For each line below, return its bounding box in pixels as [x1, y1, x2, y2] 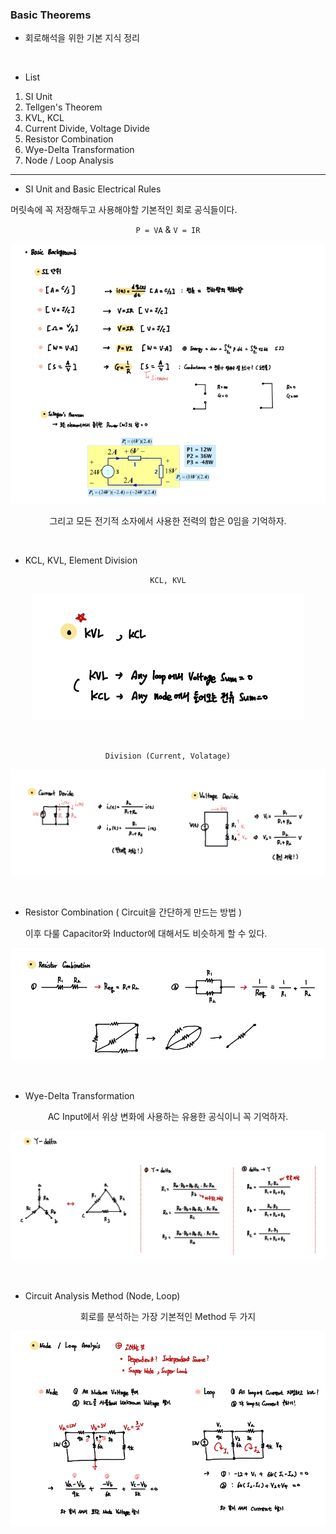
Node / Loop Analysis [24, 154, 114, 167]
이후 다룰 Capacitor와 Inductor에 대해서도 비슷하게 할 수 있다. [24, 928, 268, 940]
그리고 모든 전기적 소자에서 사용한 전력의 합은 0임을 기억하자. [49, 514, 287, 527]
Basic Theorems [10, 8, 92, 22]
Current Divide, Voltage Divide [24, 123, 150, 135]
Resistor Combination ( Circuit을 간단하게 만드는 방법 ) [24, 906, 243, 918]
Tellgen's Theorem [24, 101, 103, 113]
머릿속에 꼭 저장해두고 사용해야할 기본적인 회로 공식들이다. [10, 204, 238, 216]
